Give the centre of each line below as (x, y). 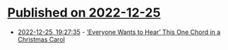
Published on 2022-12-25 (84, 13)
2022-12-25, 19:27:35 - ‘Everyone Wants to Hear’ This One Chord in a (119, 32)
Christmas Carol (41, 39)
